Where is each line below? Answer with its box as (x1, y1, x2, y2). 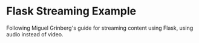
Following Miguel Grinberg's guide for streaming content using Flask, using (6, 24, 194, 31)
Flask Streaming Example (6, 4, 137, 18)
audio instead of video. (6, 30, 64, 38)
